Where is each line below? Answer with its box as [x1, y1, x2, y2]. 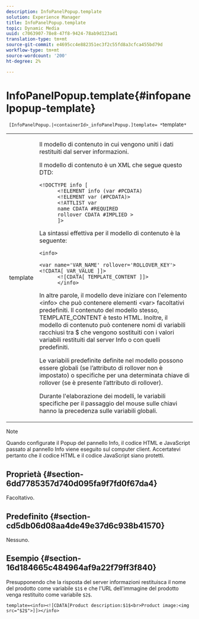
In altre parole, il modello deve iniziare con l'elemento [39, 291, 188, 300]
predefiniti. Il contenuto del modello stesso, [39, 306, 159, 315]
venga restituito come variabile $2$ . [6, 591, 93, 598]
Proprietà [6, 469, 41, 479]
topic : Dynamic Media [6, 25, 60, 31]
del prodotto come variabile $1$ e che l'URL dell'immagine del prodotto [6, 585, 179, 592]
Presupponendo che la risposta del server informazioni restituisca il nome [6, 578, 187, 585]
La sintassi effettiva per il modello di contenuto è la [39, 229, 181, 238]
